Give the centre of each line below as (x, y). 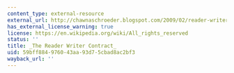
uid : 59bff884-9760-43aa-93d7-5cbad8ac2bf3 (71, 53)
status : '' (23, 40)
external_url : (28, 20)
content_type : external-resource (56, 14)
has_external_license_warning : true (60, 26)
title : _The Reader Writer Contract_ (62, 46)
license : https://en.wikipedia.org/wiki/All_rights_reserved (98, 33)
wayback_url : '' (31, 59)
